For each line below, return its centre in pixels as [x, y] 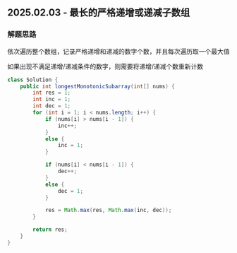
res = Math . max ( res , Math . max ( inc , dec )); [108, 211]
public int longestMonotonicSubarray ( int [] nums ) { [97, 86]
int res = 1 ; [52, 93]
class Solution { [33, 80]
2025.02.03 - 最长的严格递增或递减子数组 [99, 13]
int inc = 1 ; [52, 100]
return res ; [50, 230]
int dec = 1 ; [52, 106]
